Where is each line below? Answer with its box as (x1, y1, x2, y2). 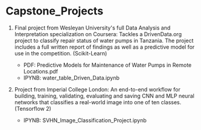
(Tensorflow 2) (14, 105, 52, 112)
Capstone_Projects (5, 4, 104, 18)
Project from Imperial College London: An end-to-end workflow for (14, 85, 180, 93)
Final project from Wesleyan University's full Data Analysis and (14, 24, 171, 31)
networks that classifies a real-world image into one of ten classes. (14, 98, 182, 106)
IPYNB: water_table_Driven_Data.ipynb (23, 74, 120, 81)
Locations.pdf (23, 67, 59, 75)
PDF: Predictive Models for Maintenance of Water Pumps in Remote (23, 61, 192, 69)
